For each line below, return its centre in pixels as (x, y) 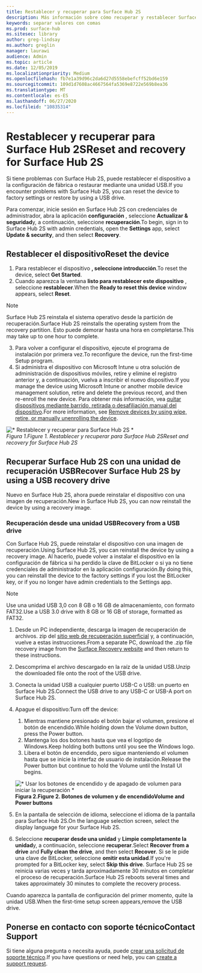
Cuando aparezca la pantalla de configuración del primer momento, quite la (100, 895)
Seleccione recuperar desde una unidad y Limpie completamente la (101, 839)
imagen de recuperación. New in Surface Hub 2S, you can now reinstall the (99, 501)
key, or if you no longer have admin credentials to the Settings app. (89, 582)
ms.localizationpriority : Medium (48, 73)
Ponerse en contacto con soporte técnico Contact (101, 927)
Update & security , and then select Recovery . (64, 235)
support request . (27, 964)
